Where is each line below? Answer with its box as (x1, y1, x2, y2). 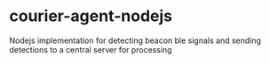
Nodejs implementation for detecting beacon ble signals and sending (9, 35, 262, 46)
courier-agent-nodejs (9, 6, 173, 26)
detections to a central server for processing (9, 44, 172, 54)
